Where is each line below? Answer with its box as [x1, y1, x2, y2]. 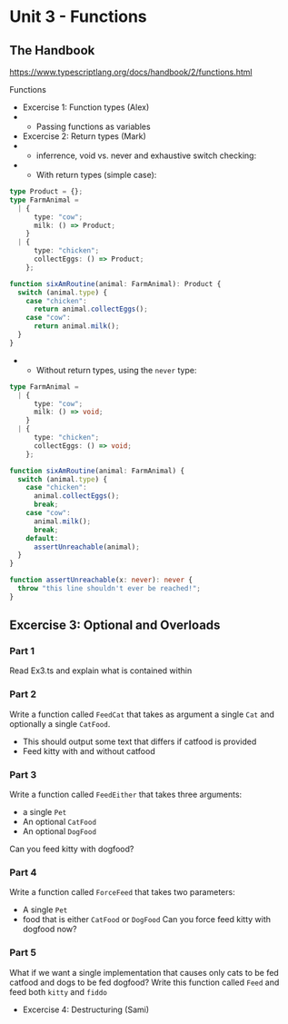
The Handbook [9, 43, 95, 58]
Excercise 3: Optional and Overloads [9, 618, 221, 633]
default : [25, 533, 59, 542]
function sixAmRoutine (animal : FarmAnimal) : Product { [9, 279, 222, 288]
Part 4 [9, 866, 37, 879]
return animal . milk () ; [33, 322, 120, 331]
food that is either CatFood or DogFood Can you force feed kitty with [22, 914, 271, 925]
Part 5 [9, 947, 36, 959]
